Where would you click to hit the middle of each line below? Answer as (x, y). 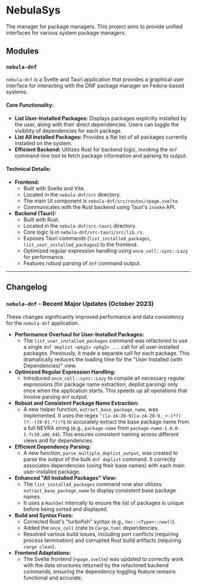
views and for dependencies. (58, 440)
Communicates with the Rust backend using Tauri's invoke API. (99, 207)
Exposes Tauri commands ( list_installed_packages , (87, 238)
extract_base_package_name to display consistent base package (100, 490)
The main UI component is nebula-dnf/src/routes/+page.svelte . (101, 201)
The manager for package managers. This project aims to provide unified (94, 26)
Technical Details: (28, 169)
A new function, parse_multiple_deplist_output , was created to (101, 453)
